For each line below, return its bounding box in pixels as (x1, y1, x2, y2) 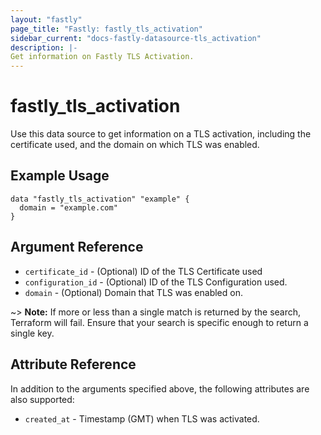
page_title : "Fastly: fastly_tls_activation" (10, 24, 203, 34)
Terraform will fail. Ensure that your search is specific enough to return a (10, 316, 309, 328)
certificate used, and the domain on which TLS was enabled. (10, 139, 260, 151)
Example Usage (10, 167, 110, 185)
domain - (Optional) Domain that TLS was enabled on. (24, 286, 243, 298)
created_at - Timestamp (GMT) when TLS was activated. (24, 412, 260, 425)
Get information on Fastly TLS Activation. (10, 52, 195, 62)
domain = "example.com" (19, 202, 118, 213)
